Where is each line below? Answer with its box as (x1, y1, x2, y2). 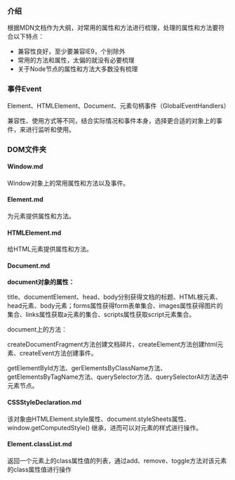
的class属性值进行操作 (7, 465, 72, 474)
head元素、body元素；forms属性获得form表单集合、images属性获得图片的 (7, 301, 223, 310)
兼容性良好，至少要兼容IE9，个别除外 (17, 47, 126, 56)
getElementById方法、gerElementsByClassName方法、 (7, 364, 167, 372)
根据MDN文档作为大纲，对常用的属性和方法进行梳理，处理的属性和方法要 (7, 23, 219, 32)
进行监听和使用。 (25, 125, 75, 134)
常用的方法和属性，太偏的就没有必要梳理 (17, 56, 135, 65)
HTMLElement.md (7, 228, 62, 237)
